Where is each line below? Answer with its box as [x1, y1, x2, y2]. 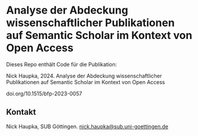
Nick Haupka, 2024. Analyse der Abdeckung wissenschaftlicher [6, 72, 162, 79]
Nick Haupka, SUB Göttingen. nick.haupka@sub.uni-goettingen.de [6, 122, 169, 130]
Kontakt [6, 107, 37, 117]
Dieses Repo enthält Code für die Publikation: [6, 60, 117, 68]
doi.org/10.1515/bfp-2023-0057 [6, 90, 82, 97]
